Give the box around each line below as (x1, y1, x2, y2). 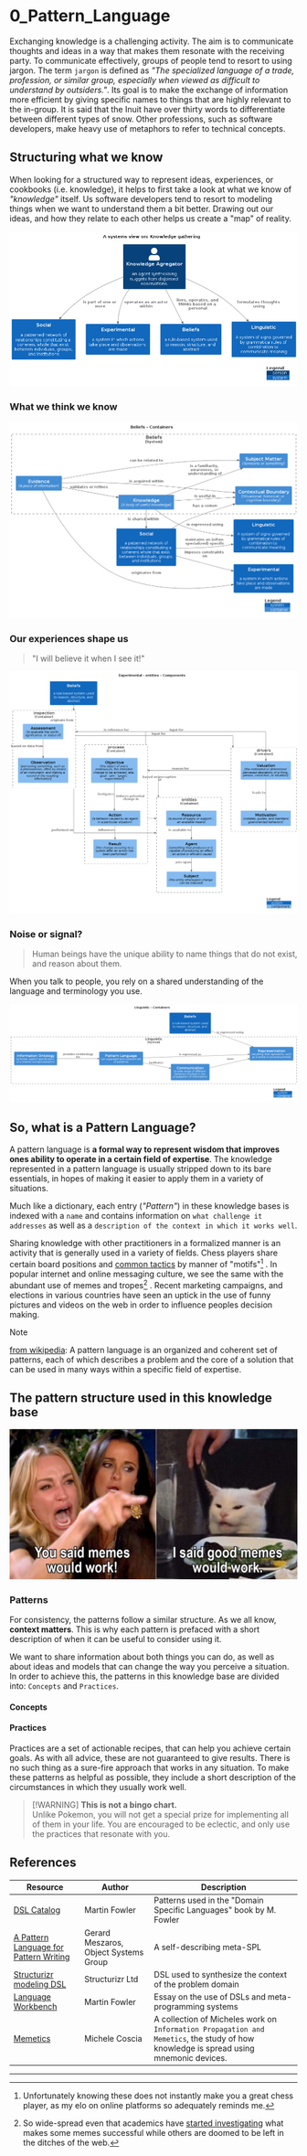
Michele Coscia (84, 2033, 143, 2044)
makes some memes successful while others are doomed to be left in (22, 2127, 285, 2138)
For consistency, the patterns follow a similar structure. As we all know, (9, 1615, 277, 1626)
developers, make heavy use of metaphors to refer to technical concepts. (9, 123, 286, 133)
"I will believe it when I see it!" (31, 653, 145, 664)
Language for (13, 1942, 64, 1953)
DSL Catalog (13, 1905, 61, 1916)
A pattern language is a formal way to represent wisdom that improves (9, 1144, 281, 1155)
